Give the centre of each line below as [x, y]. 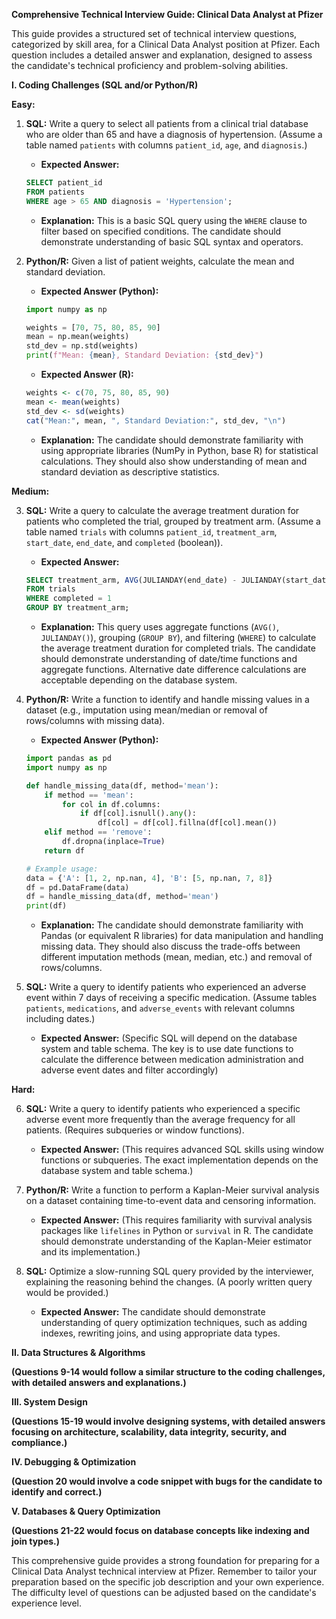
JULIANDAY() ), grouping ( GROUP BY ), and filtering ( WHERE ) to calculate [178, 637]
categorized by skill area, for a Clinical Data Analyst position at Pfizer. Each [166, 44]
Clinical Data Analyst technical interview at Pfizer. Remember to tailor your [164, 1571]
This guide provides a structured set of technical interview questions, [154, 33]
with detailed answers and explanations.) [99, 1383]
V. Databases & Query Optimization [86, 1511]
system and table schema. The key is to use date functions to [167, 1049]
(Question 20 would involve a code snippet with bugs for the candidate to [167, 1481]
